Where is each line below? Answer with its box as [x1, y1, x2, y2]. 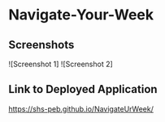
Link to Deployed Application [8, 82, 158, 96]
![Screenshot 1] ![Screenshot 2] [8, 59, 114, 69]
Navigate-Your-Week [8, 6, 154, 24]
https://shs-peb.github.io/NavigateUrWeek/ [8, 103, 154, 114]
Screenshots [8, 38, 75, 52]
